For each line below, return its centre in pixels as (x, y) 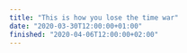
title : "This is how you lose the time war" (94, 18)
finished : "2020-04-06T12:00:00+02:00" (84, 34)
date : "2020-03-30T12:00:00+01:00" (76, 26)
